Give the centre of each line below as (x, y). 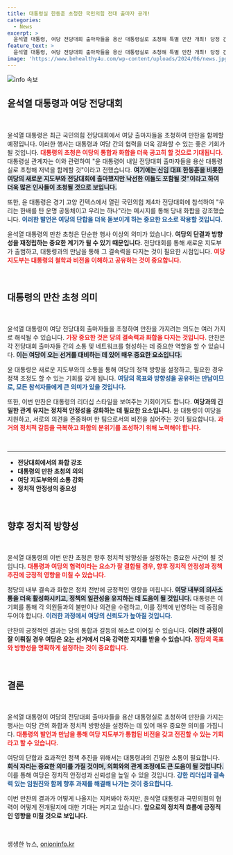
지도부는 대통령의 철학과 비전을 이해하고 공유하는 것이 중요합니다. (94, 260)
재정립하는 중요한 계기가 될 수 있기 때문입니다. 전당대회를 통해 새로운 (111, 242)
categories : (24, 20)
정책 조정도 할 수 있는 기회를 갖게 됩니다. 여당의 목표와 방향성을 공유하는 (104, 379)
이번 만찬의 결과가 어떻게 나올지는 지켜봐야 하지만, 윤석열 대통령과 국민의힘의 (111, 798)
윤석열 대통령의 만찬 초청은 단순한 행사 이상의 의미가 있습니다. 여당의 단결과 (109, 234)
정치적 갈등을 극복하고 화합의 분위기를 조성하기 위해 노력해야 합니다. (110, 428)
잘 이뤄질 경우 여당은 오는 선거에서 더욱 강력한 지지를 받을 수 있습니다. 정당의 (109, 639)
